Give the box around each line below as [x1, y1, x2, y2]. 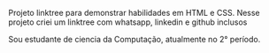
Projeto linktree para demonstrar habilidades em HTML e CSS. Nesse [8, 8, 260, 18]
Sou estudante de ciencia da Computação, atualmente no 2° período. [8, 34, 261, 44]
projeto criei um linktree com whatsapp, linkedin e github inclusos [8, 17, 248, 27]
